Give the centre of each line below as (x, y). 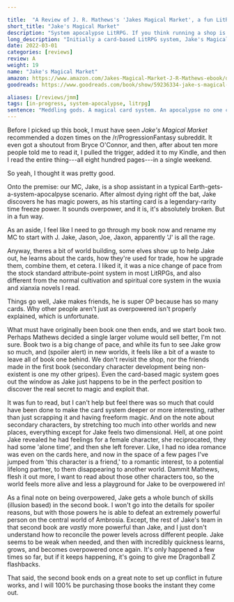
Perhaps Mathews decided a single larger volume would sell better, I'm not (114, 337)
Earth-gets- (206, 187)
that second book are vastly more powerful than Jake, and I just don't (107, 527)
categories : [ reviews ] (40, 52)
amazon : (18, 78)
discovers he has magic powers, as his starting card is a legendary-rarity (112, 202)
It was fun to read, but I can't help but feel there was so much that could (111, 402)
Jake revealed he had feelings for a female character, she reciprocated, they (117, 439)
